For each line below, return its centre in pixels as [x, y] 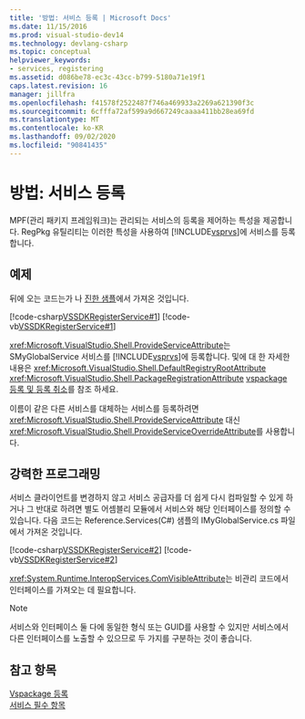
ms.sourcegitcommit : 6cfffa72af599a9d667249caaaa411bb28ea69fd [132, 111]
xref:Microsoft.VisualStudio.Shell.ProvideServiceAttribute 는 [120, 345]
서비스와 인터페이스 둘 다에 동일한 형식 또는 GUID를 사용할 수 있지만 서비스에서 [149, 627]
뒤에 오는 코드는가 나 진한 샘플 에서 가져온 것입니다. [99, 298]
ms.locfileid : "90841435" [58, 145]
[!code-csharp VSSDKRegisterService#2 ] [86, 550]
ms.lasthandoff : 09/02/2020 [63, 137]
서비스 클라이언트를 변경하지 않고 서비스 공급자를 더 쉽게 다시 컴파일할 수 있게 [147, 497]
